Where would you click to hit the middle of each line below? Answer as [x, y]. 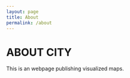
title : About [22, 17]
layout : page [22, 12]
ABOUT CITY [39, 52]
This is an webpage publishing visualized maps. [65, 68]
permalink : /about [29, 23]
